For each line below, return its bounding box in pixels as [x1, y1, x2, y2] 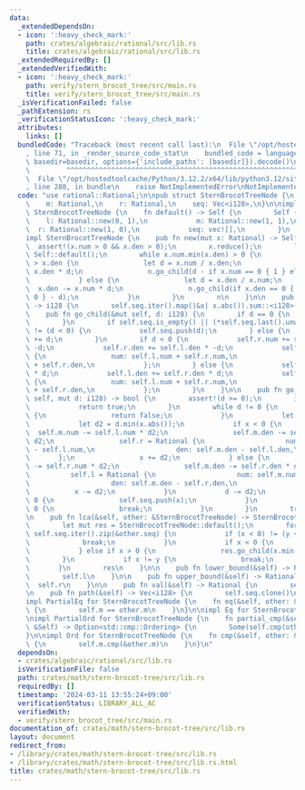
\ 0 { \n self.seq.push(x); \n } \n [25, 495, 258, 505]
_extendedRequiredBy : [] [17, 56, 112, 65]
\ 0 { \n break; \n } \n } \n [25, 504, 258, 513]
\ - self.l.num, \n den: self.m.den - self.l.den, [25, 445, 295, 454]
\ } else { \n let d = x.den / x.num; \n [25, 276, 282, 285]
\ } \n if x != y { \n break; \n [25, 554, 274, 564]
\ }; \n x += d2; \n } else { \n [25, 453, 271, 462]
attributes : [17, 124, 64, 133]
